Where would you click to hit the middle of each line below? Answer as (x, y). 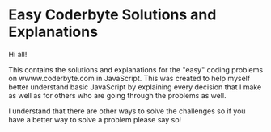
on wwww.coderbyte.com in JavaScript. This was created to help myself (129, 78)
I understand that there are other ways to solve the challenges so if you (127, 111)
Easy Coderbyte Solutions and (112, 15)
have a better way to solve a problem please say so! (95, 119)
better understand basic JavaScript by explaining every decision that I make (135, 87)
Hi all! (18, 54)
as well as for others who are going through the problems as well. (117, 95)
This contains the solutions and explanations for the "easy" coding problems (136, 69)
